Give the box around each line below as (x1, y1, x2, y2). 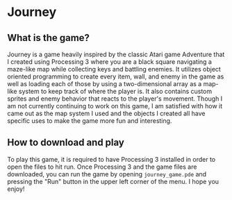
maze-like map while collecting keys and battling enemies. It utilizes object (7, 65, 221, 73)
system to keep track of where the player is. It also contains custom (18, 87, 213, 95)
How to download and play (7, 137, 125, 149)
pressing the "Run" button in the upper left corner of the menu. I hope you (7, 177, 219, 185)
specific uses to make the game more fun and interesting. (7, 117, 172, 125)
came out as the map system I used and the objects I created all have (7, 109, 206, 117)
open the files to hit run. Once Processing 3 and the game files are (7, 162, 197, 171)
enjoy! (7, 185, 25, 193)
